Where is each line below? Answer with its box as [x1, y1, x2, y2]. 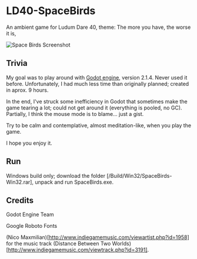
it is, [6, 29, 16, 36]
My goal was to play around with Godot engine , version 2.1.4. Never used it [6, 74, 188, 81]
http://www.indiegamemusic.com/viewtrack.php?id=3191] [8, 246, 148, 254]
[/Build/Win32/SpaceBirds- [106, 172, 172, 179]
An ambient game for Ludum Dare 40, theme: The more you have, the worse [6, 24, 191, 31]
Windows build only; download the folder [6, 172, 106, 179]
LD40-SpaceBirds [6, 4, 96, 18]
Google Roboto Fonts [6, 223, 58, 230]
